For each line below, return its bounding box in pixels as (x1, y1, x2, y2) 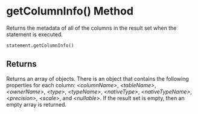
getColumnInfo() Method (6, 4, 134, 18)
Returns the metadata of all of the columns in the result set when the (6, 24, 177, 32)
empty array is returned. (6, 101, 67, 108)
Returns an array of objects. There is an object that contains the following (6, 75, 189, 82)
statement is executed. (6, 30, 63, 38)
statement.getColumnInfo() (6, 42, 74, 49)
